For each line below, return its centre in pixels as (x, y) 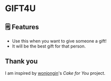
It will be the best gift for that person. (49, 46)
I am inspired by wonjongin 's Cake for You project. (55, 73)
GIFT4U (21, 8)
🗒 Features (22, 27)
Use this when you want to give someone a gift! (59, 41)
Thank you (21, 61)
